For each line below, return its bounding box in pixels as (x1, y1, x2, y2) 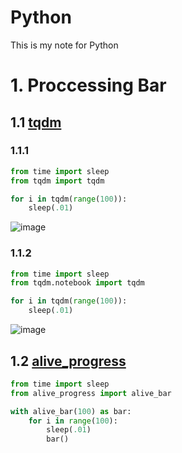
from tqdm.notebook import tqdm (10, 278, 145, 288)
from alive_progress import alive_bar (10, 388, 172, 398)
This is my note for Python (10, 39, 119, 51)
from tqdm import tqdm (10, 176, 105, 186)
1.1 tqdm (10, 114, 62, 131)
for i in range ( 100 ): (28, 416, 118, 426)
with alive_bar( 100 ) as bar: (10, 406, 132, 416)
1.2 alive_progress (10, 352, 127, 370)
